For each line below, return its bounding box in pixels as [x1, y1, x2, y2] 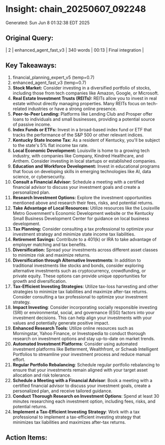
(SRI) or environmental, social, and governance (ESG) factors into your [12, 309, 155, 315]
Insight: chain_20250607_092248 [5, 3, 146, 15]
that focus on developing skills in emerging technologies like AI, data [12, 168, 151, 174]
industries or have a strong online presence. [28, 106, 117, 112]
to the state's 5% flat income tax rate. [12, 142, 89, 148]
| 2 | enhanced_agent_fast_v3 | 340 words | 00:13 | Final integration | [5, 47, 144, 53]
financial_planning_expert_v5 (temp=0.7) [12, 74, 95, 80]
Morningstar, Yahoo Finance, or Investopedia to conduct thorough [12, 330, 146, 336]
